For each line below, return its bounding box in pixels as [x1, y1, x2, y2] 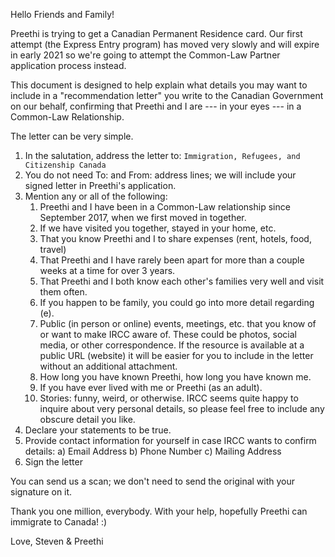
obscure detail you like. [39, 414, 136, 425]
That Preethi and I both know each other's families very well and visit [39, 275, 325, 287]
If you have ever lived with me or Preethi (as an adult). [39, 382, 263, 393]
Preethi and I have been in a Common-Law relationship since [39, 201, 291, 213]
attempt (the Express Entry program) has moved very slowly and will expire [10, 39, 320, 50]
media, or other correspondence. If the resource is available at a [39, 339, 305, 351]
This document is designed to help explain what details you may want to [10, 79, 308, 91]
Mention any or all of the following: [24, 190, 168, 202]
